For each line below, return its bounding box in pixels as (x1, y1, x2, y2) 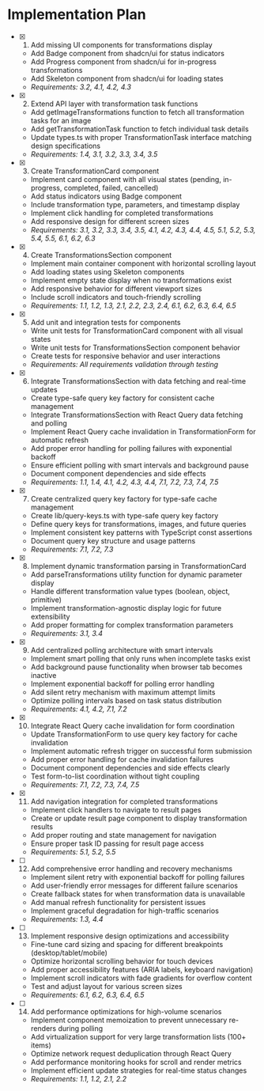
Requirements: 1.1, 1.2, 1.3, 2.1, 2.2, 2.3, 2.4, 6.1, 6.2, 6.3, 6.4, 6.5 (30, 301, 236, 310)
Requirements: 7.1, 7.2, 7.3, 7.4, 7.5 (30, 779, 140, 789)
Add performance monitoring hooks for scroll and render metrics (30, 1057, 242, 1066)
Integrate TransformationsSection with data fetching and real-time (30, 376, 247, 385)
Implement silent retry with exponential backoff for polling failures (30, 872, 245, 881)
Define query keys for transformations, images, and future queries (30, 519, 247, 528)
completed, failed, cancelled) (63, 183, 159, 192)
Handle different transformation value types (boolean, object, (30, 586, 231, 596)
